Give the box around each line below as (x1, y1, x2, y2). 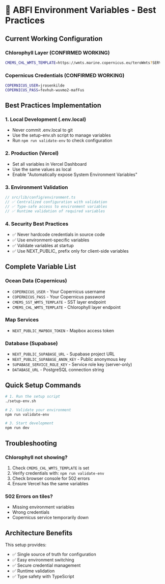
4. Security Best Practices (5, 220, 69, 227)
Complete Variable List (5, 263, 76, 271)
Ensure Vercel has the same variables (12, 480, 88, 486)
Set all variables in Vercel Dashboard (12, 161, 87, 167)
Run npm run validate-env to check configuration (12, 138, 113, 144)
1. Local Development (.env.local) (5, 116, 86, 123)
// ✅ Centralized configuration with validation (5, 199, 108, 204)
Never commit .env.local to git (12, 127, 73, 133)
